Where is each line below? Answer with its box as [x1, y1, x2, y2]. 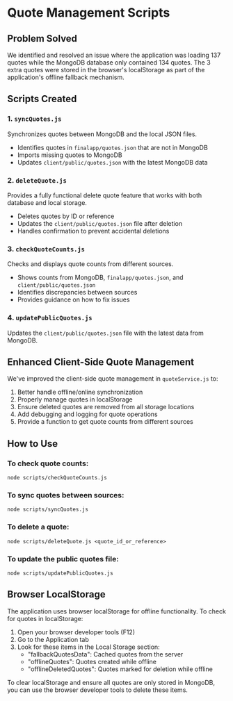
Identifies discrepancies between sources [17, 288, 138, 297]
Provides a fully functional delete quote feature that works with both [7, 191, 202, 199]
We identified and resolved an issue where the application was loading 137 [7, 51, 221, 59]
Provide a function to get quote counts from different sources [17, 418, 193, 426]
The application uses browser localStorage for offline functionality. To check [7, 607, 226, 616]
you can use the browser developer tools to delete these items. [7, 686, 188, 694]
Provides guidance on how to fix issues [17, 295, 130, 304]
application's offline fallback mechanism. [7, 73, 125, 81]
